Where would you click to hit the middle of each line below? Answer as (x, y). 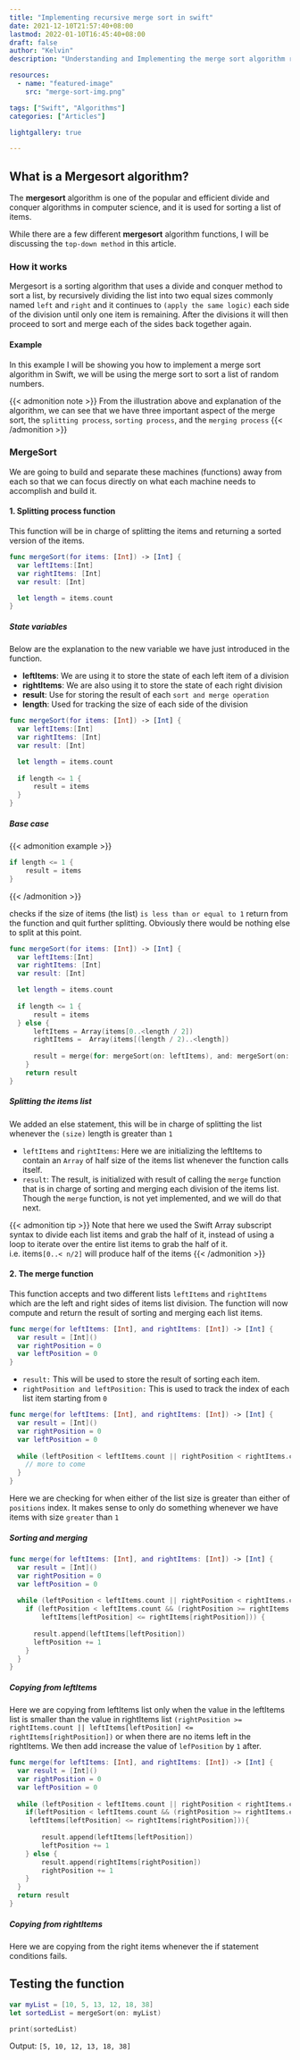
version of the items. (47, 540)
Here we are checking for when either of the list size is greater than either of (150, 1498)
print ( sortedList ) (43, 2029)
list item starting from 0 (64, 1398)
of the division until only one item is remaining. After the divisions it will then (149, 314)
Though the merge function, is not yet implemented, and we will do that (152, 1198)
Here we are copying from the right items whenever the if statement (134, 1946)
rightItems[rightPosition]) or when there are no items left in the (130, 1737)
